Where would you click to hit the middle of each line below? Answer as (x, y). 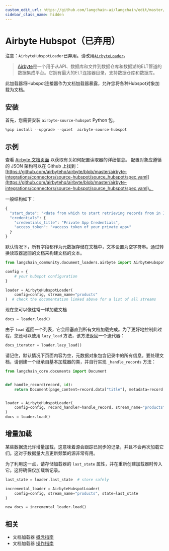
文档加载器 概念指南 (33, 537)
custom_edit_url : (23, 10)
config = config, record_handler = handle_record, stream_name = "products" (90, 408)
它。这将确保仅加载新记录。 (34, 470)
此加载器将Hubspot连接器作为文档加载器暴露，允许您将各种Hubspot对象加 (82, 83)
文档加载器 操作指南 (33, 543)
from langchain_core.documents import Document (56, 371)
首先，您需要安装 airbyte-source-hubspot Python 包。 (61, 120)
